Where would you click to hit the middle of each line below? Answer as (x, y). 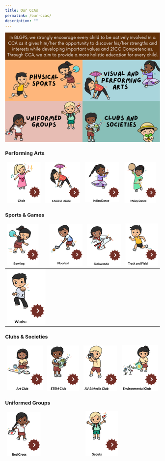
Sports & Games (25, 215)
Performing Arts (25, 154)
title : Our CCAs (22, 10)
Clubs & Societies (27, 337)
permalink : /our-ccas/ (28, 15)
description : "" (22, 21)
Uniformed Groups (28, 402)
